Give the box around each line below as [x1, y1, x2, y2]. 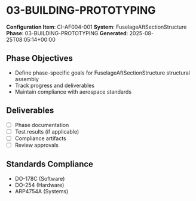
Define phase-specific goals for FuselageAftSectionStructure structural [14, 69, 190, 76]
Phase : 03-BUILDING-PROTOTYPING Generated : [6, 29, 128, 36]
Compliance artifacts [14, 135, 67, 142]
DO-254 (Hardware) [14, 181, 65, 188]
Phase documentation [14, 121, 69, 128]
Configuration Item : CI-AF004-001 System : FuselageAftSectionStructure [6, 23, 187, 30]
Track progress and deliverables [14, 82, 94, 89]
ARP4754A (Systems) [14, 187, 69, 194]
